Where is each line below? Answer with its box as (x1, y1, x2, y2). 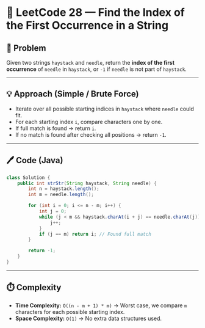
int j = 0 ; (38, 208, 67, 214)
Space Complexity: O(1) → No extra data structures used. (15, 315, 162, 322)
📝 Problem (6, 43, 46, 53)
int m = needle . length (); (28, 192, 95, 198)
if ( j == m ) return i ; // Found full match (38, 231, 151, 237)
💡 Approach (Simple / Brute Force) (6, 89, 139, 100)
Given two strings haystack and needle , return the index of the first (6, 59, 175, 66)
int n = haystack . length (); (28, 186, 99, 192)
